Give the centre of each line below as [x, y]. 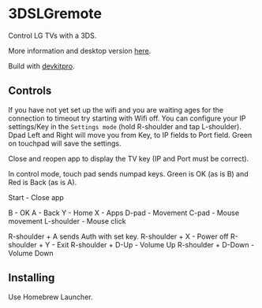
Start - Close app [36, 197]
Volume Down [31, 253]
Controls [30, 91]
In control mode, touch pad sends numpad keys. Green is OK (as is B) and [128, 173]
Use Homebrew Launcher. [51, 297]
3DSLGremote [55, 14]
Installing [32, 278]
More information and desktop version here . [80, 50]
